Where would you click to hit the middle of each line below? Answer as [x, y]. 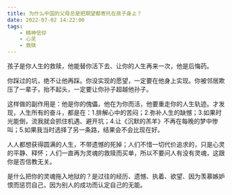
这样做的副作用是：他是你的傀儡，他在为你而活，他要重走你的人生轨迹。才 [113, 104]
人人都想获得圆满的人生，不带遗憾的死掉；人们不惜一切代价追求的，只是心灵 [116, 144]
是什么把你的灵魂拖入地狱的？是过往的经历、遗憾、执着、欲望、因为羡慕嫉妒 [116, 176]
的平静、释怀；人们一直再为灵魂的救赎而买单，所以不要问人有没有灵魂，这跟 [116, 153]
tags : [15, 26]
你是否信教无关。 [31, 162]
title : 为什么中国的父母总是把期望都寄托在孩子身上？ [75, 13]
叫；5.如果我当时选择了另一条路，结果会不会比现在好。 [85, 130]
